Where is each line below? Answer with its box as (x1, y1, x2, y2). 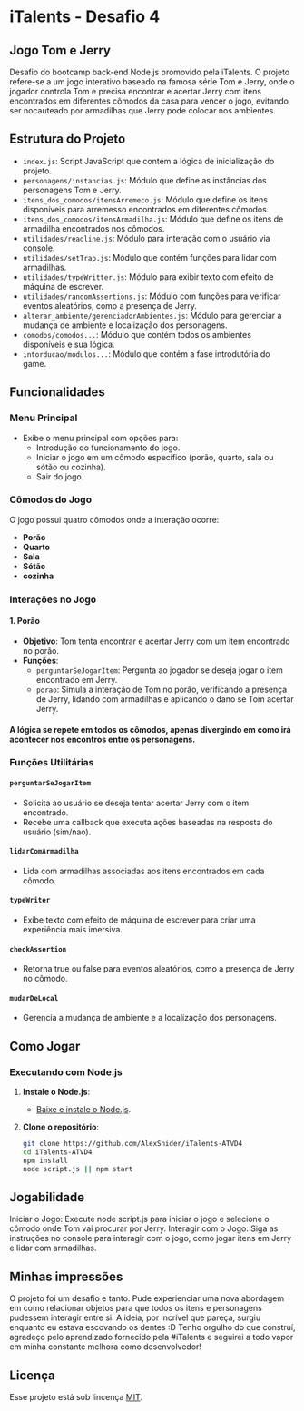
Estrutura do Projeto (9, 132, 126, 147)
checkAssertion (9, 944, 67, 954)
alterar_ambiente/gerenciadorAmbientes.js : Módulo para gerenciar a (22, 310, 282, 321)
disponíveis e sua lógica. (22, 339, 115, 350)
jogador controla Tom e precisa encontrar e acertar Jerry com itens (9, 86, 261, 96)
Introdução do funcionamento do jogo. (35, 442, 181, 453)
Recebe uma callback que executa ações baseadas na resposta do (22, 816, 273, 827)
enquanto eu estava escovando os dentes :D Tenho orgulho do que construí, (9, 1322, 297, 1333)
